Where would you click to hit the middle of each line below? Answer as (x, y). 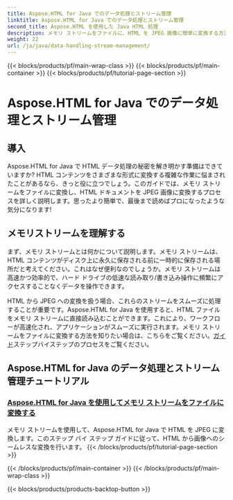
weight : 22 (23, 40)
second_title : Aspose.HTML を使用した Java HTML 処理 (83, 26)
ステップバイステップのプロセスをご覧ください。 (83, 344)
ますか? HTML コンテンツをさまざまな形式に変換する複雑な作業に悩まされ (119, 175)
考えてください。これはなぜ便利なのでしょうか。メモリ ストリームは (123, 268)
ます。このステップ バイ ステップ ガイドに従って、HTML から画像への (119, 438)
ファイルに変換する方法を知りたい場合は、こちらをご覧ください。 (119, 335)
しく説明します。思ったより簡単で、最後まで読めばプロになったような (125, 201)
